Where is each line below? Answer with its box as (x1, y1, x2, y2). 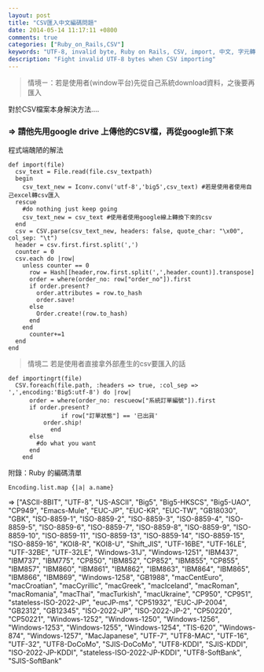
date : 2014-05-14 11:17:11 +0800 (8, 26, 118, 34)
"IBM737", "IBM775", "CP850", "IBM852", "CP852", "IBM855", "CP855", (8, 556, 240, 566)
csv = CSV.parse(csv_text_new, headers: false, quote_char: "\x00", (15, 227, 244, 236)
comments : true (8, 33, 58, 42)
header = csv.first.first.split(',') (15, 241, 139, 249)
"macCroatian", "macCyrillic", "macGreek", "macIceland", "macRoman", (8, 581, 240, 590)
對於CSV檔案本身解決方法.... (8, 104, 100, 114)
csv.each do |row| (15, 255, 76, 263)
